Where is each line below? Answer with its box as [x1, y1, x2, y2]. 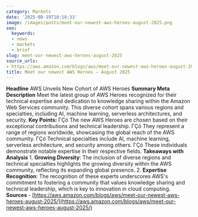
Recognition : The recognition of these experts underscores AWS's [6, 173, 169, 180]
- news [11, 36, 28, 42]
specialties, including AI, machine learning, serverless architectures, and [6, 110, 183, 117]
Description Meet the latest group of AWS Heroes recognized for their [6, 91, 177, 98]
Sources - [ [6, 192, 34, 199]
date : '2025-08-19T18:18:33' [6, 14, 78, 20]
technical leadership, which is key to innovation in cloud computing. [6, 185, 171, 192]
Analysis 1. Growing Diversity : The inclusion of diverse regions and [6, 154, 171, 161]
